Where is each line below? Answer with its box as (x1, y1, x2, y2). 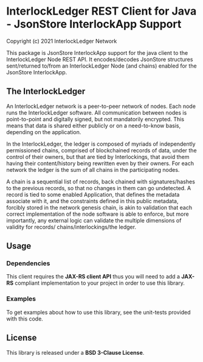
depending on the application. (6, 128, 81, 135)
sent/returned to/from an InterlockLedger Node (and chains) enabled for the (6, 62, 197, 69)
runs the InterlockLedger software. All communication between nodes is (6, 108, 187, 116)
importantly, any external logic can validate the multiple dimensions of (6, 216, 182, 224)
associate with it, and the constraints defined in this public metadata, (6, 197, 179, 205)
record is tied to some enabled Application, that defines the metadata (6, 191, 180, 198)
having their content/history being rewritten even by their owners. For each (6, 160, 194, 167)
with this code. (6, 315, 44, 322)
